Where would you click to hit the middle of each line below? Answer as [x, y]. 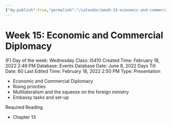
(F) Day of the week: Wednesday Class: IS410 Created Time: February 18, [83, 60]
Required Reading [24, 107]
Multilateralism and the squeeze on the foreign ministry [71, 92]
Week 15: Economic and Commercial [84, 35]
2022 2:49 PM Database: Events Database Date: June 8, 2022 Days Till [81, 66]
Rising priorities [29, 86]
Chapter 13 [24, 117]
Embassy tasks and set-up [41, 97]
